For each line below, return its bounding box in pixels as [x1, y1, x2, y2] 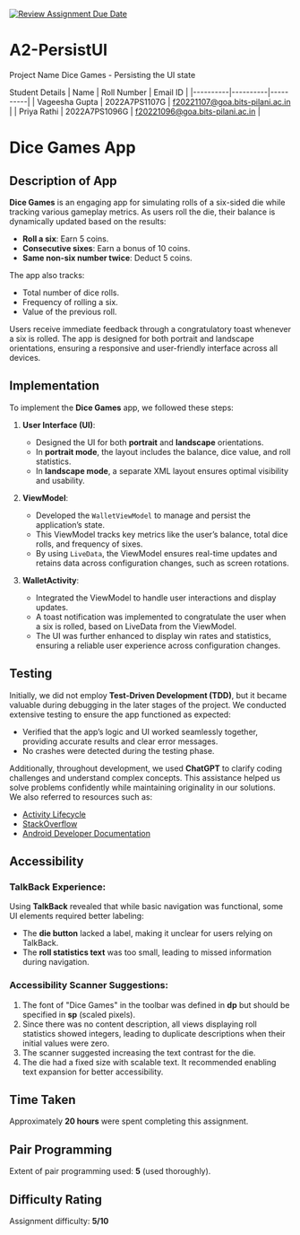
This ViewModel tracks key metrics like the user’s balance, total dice [35, 529, 288, 539]
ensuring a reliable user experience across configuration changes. [35, 640, 280, 651]
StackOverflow [21, 818, 78, 829]
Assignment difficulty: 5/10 [9, 1215, 109, 1226]
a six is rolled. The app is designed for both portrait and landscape [9, 333, 254, 344]
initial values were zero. [21, 1038, 110, 1048]
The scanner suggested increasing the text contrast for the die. [21, 1047, 256, 1058]
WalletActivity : [21, 574, 80, 585]
